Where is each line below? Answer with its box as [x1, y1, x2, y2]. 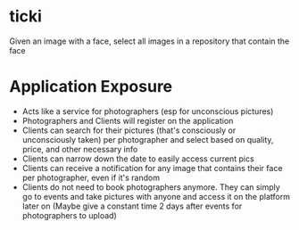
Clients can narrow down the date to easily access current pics [21, 153, 254, 164]
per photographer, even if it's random [21, 172, 161, 183]
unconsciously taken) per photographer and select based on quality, [21, 134, 274, 144]
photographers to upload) [21, 209, 118, 220]
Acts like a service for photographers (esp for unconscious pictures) [21, 105, 274, 117]
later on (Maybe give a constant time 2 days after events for [21, 201, 243, 211]
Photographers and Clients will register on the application [21, 115, 234, 126]
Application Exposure [9, 77, 173, 97]
